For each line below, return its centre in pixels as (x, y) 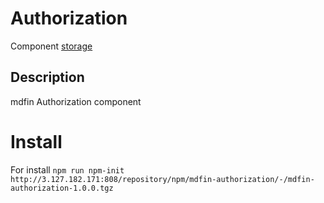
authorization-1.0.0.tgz (62, 188)
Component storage (51, 46)
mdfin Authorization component (76, 101)
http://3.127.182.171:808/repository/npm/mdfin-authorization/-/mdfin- (162, 179)
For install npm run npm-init (67, 169)
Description (47, 77)
